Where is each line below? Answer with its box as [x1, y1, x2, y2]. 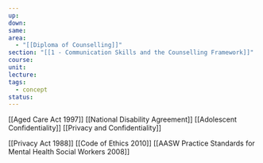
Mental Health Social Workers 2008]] [8, 147, 130, 157]
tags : [8, 78, 26, 86]
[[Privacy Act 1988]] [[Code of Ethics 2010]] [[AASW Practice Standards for [8, 138, 256, 148]
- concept [15, 85, 48, 94]
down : [8, 19, 26, 27]
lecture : [8, 71, 37, 79]
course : [8, 56, 34, 64]
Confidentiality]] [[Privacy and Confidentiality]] [8, 123, 161, 133]
